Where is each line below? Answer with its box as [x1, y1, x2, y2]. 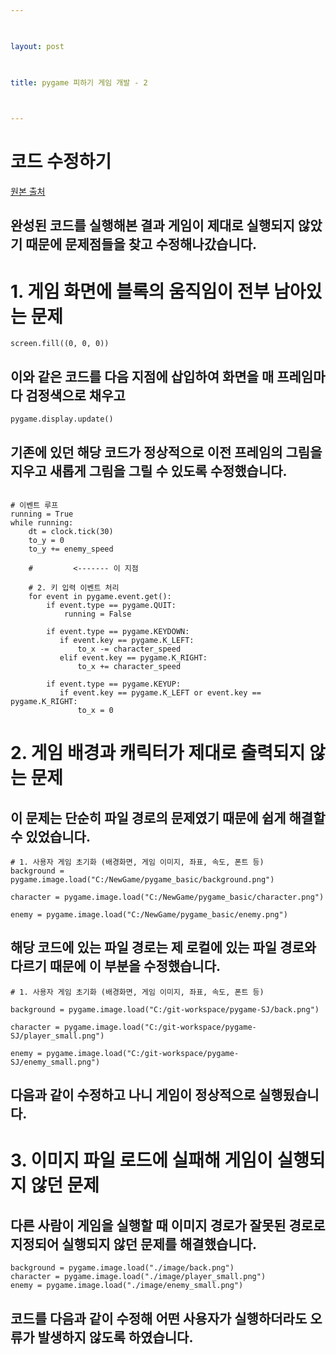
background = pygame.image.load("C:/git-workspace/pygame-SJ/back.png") [10, 1004, 320, 1015]
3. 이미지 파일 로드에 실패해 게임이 [10, 1149, 273, 1172]
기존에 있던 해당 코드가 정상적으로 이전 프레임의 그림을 [10, 444, 323, 461]
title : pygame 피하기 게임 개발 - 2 [10, 77, 148, 88]
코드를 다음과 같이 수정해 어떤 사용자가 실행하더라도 [10, 1310, 308, 1327]
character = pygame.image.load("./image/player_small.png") [10, 1272, 267, 1282]
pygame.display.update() [10, 414, 114, 425]
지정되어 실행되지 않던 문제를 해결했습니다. [10, 1236, 257, 1253]
